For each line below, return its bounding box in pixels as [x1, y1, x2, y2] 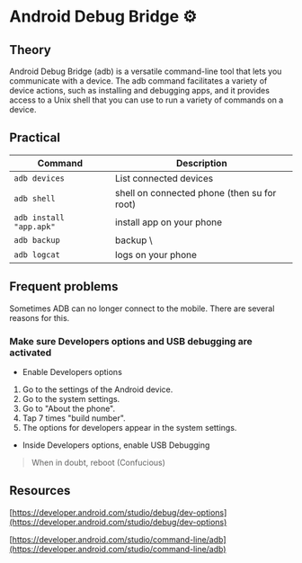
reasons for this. [9, 312, 70, 323]
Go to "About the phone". [22, 403, 116, 414]
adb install [13, 212, 66, 222]
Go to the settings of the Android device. [22, 384, 173, 395]
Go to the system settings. [22, 393, 120, 404]
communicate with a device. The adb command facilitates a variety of [9, 76, 268, 86]
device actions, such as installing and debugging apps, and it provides [9, 85, 270, 95]
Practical [9, 130, 61, 146]
